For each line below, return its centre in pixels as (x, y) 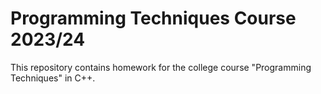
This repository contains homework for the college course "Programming (161, 67)
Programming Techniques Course (153, 18)
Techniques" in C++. (53, 78)
